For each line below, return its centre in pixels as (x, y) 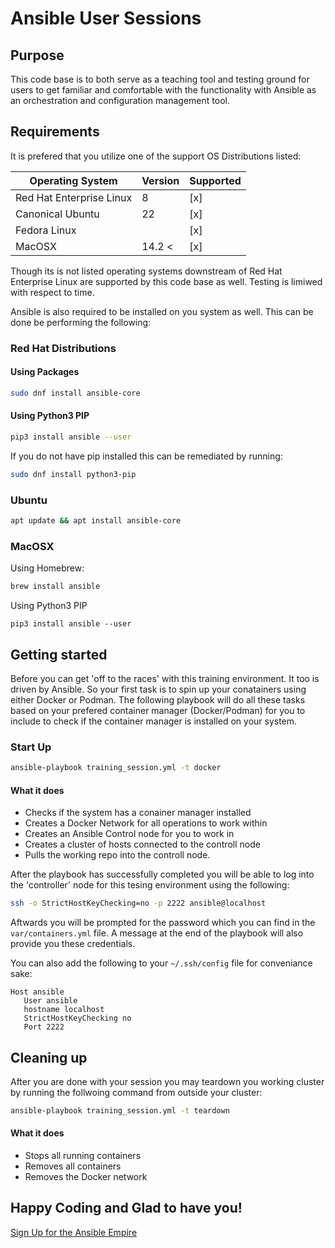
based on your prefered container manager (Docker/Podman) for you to (158, 710)
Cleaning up (49, 1057)
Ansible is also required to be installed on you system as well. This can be (162, 311)
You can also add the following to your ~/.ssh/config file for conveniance (161, 963)
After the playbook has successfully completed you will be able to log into (162, 874)
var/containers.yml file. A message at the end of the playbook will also (157, 933)
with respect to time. (52, 292)
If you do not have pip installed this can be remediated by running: (146, 456)
